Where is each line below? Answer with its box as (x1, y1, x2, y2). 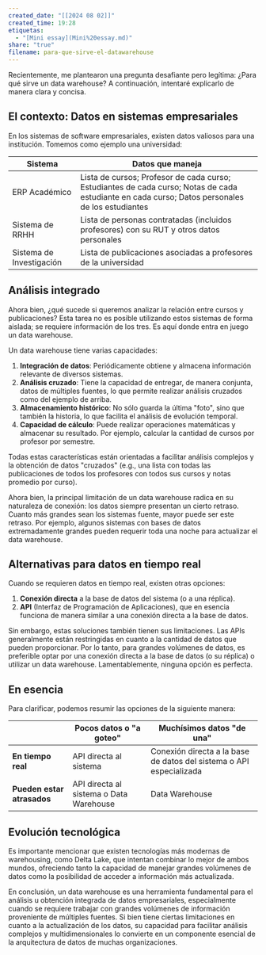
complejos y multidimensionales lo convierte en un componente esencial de (8, 929, 256, 939)
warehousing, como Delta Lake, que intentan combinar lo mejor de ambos (8, 855, 249, 865)
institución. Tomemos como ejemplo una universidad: (8, 139, 183, 149)
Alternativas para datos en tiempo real (8, 558, 202, 571)
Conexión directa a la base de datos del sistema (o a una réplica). (19, 594, 236, 603)
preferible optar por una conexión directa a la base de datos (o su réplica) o (8, 651, 255, 661)
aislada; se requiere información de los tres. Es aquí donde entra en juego (8, 322, 249, 331)
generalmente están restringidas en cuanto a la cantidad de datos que (8, 635, 237, 644)
